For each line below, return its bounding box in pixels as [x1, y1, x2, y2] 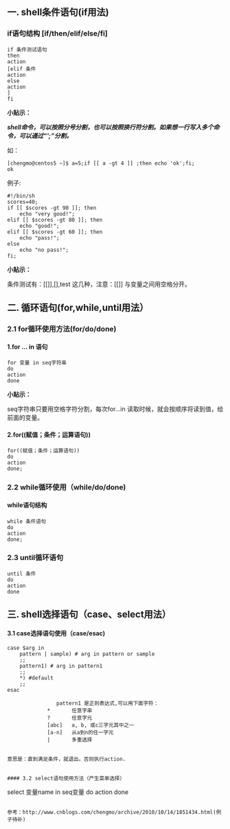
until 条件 [7, 570, 36, 577]
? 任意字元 [47, 714, 93, 722]
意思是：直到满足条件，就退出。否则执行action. [7, 756, 126, 763]
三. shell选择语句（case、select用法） [7, 609, 172, 620]
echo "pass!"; [19, 234, 60, 242]
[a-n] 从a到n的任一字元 [47, 729, 114, 736]
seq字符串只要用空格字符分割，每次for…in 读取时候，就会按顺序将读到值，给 [7, 405, 224, 413]
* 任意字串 [47, 708, 93, 714]
